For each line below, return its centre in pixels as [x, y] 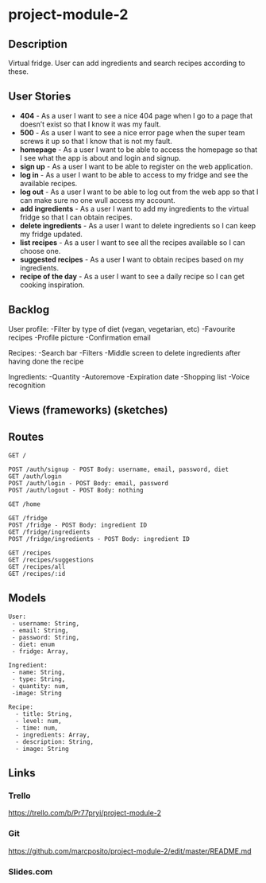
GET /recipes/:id [37, 574]
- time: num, [37, 728]
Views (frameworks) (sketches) [88, 410]
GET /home [25, 504]
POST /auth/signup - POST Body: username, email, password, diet [118, 469]
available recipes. [48, 183]
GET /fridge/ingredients [49, 532]
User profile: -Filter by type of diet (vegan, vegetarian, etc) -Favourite [122, 329]
